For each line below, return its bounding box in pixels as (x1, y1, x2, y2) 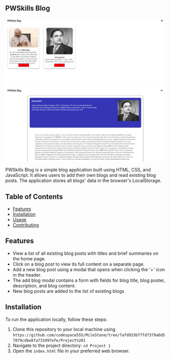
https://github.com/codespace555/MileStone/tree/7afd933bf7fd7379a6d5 (12, 333, 165, 338)
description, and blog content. (12, 282, 76, 289)
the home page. (12, 255, 46, 261)
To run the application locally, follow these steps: (5, 316, 108, 322)
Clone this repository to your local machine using (12, 326, 116, 332)
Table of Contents (5, 192, 63, 201)
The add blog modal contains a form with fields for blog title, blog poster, (12, 277, 165, 283)
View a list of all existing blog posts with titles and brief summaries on (12, 250, 159, 256)
